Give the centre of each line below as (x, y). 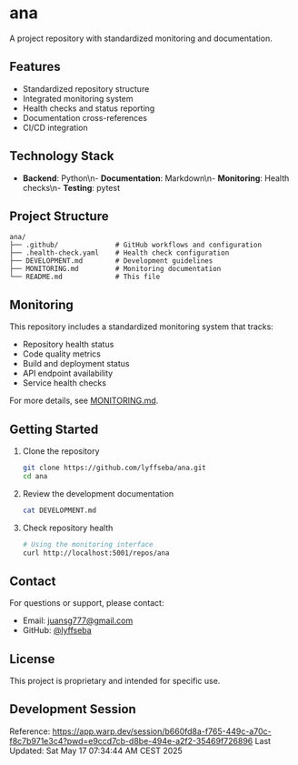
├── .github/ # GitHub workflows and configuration (135, 245)
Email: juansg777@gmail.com (78, 620)
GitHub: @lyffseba (57, 630)
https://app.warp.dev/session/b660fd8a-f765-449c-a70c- (162, 731)
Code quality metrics (62, 354)
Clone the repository (61, 451)
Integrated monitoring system (78, 98)
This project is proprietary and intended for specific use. (115, 681)
